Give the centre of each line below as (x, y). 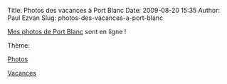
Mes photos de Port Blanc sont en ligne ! (67, 32)
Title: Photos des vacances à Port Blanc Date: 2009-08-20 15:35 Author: (114, 10)
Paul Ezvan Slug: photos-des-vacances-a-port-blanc (85, 18)
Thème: (19, 45)
